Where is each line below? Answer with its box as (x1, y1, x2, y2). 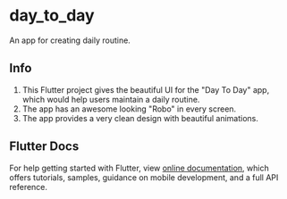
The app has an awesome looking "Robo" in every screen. (21, 104, 237, 114)
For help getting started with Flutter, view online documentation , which (9, 162, 270, 173)
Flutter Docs (9, 139, 80, 154)
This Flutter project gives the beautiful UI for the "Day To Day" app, (21, 84, 270, 95)
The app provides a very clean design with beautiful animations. (21, 112, 259, 123)
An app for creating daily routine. (9, 35, 131, 46)
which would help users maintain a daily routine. (21, 94, 200, 104)
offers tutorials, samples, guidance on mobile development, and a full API (9, 171, 279, 183)
